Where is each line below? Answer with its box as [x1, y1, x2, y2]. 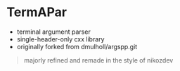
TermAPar [6, 4, 67, 20]
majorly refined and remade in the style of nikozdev [23, 56, 174, 64]
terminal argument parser [16, 27, 91, 36]
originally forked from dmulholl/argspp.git [16, 42, 138, 51]
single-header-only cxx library [16, 34, 105, 43]
